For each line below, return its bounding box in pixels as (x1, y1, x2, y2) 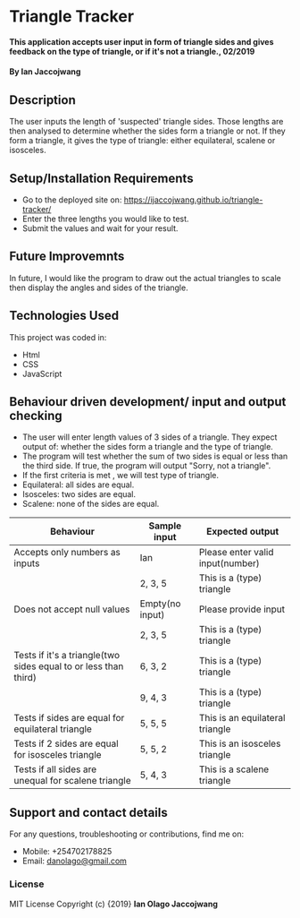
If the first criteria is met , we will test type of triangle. (21, 470, 219, 481)
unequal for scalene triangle (13, 775, 131, 787)
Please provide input (198, 603, 286, 615)
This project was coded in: (9, 331, 107, 342)
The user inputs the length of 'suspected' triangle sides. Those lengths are (9, 116, 284, 127)
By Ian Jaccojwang (9, 66, 81, 77)
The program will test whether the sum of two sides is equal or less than (21, 450, 288, 462)
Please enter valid (198, 546, 274, 559)
